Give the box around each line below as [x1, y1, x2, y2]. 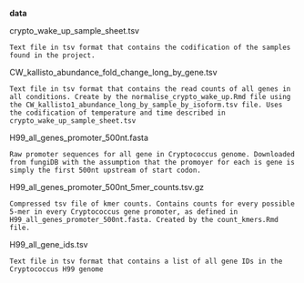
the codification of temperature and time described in [9, 108, 226, 117]
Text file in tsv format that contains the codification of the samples [9, 43, 291, 52]
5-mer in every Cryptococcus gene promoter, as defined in [9, 207, 238, 217]
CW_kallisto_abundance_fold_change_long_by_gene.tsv [9, 67, 218, 77]
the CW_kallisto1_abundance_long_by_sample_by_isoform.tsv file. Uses [9, 100, 283, 109]
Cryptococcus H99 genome [9, 265, 104, 274]
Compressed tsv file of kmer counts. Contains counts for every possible [9, 199, 296, 208]
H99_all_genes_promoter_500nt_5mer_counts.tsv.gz [9, 182, 205, 192]
